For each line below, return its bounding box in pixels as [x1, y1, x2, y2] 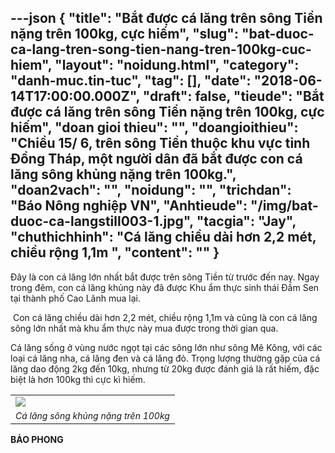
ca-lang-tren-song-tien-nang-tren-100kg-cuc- [10, 41, 312, 58]
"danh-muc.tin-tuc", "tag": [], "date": [10, 72, 252, 90]
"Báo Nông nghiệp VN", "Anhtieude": [10, 197, 248, 215]
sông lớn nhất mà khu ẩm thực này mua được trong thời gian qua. [10, 322, 279, 334]
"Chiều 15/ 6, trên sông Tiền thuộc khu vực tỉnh [10, 135, 311, 152]
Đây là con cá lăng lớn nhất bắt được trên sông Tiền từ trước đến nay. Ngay [10, 271, 320, 283]
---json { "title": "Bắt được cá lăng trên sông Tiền [10, 10, 323, 27]
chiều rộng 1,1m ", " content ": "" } [10, 244, 220, 261]
